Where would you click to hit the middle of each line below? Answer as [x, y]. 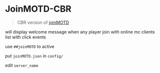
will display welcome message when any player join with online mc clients [80, 32]
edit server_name [22, 65]
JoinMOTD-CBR [38, 9]
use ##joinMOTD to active [30, 46]
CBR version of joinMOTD [43, 22]
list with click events [26, 37]
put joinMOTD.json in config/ [34, 56]
